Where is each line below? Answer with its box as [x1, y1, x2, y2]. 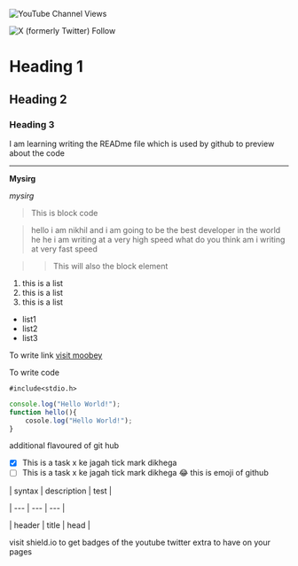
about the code [9, 147, 65, 159]
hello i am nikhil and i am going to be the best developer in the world [30, 224, 281, 235]
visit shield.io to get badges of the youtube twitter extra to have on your [9, 537, 271, 547]
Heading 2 [9, 91, 68, 106]
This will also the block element [52, 260, 169, 271]
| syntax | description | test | [9, 485, 113, 496]
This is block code [30, 207, 98, 218]
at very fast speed [30, 244, 98, 254]
